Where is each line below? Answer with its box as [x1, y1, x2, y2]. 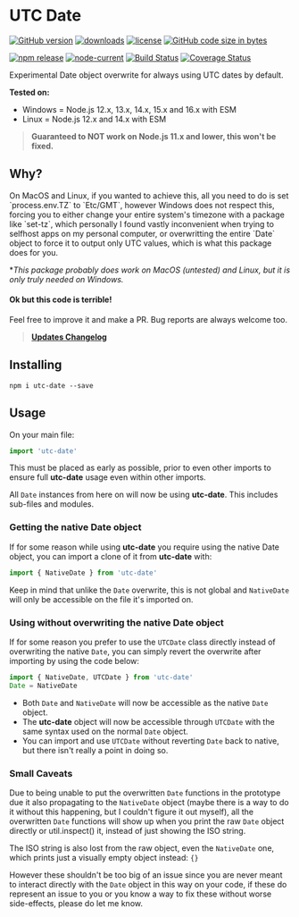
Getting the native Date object [9, 521, 142, 534]
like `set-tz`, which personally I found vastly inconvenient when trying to [9, 218, 275, 229]
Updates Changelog [30, 332, 107, 342]
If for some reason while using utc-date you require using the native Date [9, 542, 279, 552]
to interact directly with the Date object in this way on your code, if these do [9, 879, 287, 889]
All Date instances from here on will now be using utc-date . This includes [9, 489, 278, 501]
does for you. [9, 247, 59, 257]
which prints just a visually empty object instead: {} [9, 852, 199, 862]
